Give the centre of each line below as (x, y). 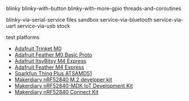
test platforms (23, 37)
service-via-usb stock (44, 26)
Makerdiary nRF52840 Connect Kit (56, 92)
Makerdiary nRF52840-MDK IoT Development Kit (74, 86)
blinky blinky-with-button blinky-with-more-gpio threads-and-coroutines (94, 8)
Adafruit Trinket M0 (38, 48)
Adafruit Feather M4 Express (49, 67)
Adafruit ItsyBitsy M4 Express (50, 61)
